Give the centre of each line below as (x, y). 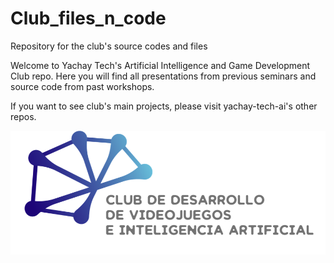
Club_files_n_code (88, 18)
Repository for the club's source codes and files (109, 46)
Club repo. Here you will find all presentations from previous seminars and (163, 76)
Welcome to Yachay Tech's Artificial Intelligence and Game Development (160, 65)
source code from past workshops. (82, 86)
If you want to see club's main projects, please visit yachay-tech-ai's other (164, 106)
